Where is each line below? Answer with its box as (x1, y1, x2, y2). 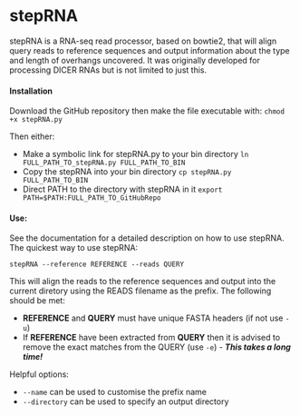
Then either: (9, 131, 55, 142)
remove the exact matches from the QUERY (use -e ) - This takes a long (22, 342, 292, 352)
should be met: (9, 295, 65, 306)
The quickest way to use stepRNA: (9, 243, 139, 253)
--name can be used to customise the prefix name (22, 387, 207, 398)
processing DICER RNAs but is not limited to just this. (9, 64, 207, 75)
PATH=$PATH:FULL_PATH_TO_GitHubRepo (22, 193, 161, 203)
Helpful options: (9, 369, 70, 380)
